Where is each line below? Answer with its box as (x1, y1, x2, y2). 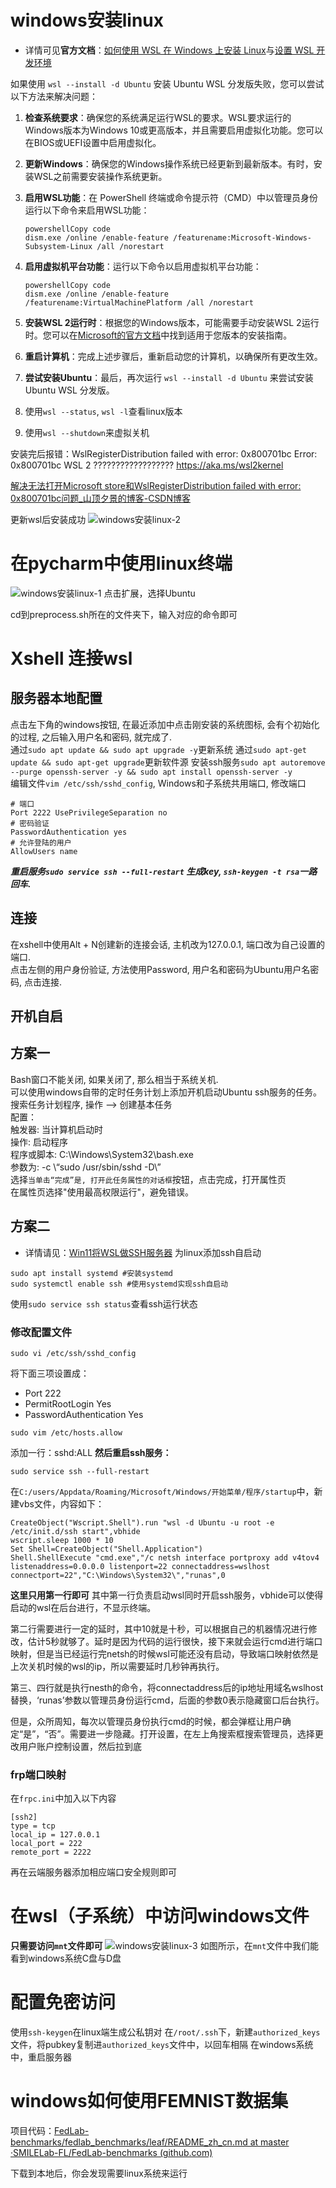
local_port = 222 (10, 1839, 83, 1849)
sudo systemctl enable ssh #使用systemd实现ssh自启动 (10, 1279, 229, 1289)
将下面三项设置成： (10, 1367, 90, 1379)
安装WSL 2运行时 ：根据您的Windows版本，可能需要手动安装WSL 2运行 (24, 316, 320, 328)
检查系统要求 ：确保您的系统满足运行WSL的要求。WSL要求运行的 (24, 111, 292, 123)
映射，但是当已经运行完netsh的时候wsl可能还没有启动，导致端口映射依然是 (10, 1648, 319, 1660)
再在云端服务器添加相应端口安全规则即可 (10, 1866, 177, 1878)
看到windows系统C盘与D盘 (10, 1952, 122, 1965)
